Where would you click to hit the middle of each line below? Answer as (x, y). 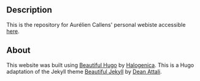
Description (29, 10)
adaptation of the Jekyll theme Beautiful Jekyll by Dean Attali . (84, 71)
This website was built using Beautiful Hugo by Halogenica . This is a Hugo (100, 65)
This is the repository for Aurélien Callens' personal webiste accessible (96, 24)
